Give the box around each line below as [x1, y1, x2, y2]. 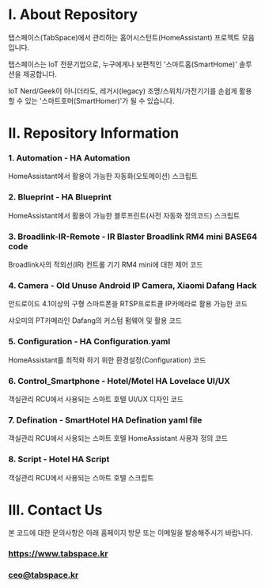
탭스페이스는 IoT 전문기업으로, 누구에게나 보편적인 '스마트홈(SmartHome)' [8, 59, 237, 69]
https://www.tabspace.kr [8, 548, 108, 560]
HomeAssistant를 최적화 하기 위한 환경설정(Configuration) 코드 [8, 355, 206, 365]
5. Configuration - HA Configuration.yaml [8, 336, 171, 347]
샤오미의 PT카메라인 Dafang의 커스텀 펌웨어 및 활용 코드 [8, 316, 182, 325]
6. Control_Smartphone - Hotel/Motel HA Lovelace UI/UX [8, 375, 231, 386]
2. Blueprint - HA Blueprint [8, 192, 112, 203]
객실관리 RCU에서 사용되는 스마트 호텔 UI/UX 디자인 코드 [8, 394, 184, 404]
